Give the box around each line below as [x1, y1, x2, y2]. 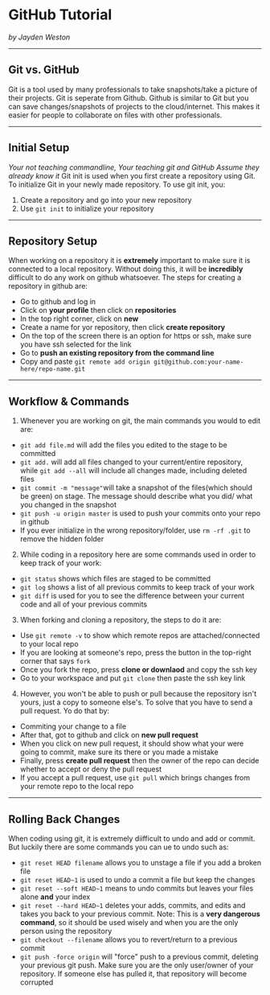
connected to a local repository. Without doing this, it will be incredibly [8, 264, 243, 274]
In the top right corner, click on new [19, 314, 139, 323]
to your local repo [19, 639, 79, 649]
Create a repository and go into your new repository [19, 195, 192, 204]
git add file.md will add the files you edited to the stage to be [19, 440, 227, 450]
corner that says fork [19, 656, 91, 666]
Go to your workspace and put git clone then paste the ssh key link [19, 673, 246, 683]
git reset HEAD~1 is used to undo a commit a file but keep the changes [19, 875, 256, 884]
